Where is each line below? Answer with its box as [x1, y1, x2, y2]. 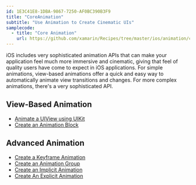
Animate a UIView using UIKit [14, 115, 85, 122]
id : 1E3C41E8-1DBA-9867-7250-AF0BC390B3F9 [6, 8, 111, 15]
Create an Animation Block [14, 121, 79, 128]
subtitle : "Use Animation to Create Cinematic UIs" [6, 19, 134, 25]
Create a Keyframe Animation [14, 153, 86, 160]
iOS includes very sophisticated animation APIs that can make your [6, 52, 167, 58]
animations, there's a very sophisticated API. [6, 83, 113, 89]
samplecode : [6, 25, 35, 31]
